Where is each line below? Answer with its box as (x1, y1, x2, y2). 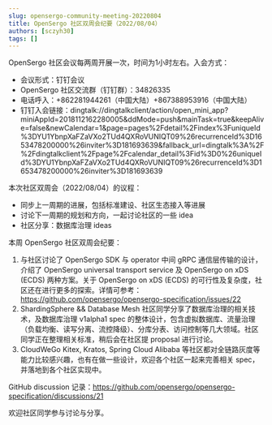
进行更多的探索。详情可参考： (41, 285, 142, 295)
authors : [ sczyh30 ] (8, 27, 75, 35)
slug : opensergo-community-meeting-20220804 (8, 11, 162, 20)
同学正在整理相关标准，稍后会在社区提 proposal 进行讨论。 (19, 334, 218, 345)
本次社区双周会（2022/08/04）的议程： (8, 183, 142, 193)
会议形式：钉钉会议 (19, 75, 85, 85)
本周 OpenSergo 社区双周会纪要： (8, 238, 122, 247)
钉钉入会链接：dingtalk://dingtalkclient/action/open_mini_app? (19, 105, 229, 115)
